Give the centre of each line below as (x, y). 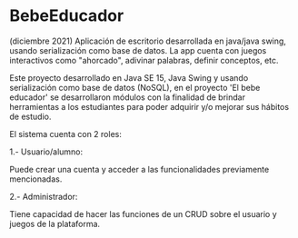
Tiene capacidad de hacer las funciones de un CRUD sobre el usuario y (143, 213)
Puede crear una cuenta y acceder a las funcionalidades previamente (139, 169)
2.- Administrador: (44, 196)
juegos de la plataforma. (55, 223)
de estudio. (30, 116)
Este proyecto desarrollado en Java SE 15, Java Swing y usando (129, 77)
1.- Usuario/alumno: (46, 152)
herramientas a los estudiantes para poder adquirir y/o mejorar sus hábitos (149, 106)
